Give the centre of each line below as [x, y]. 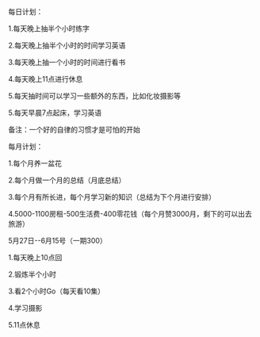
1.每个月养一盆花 [35, 163]
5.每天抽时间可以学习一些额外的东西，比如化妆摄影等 [94, 96]
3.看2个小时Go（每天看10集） [57, 291]
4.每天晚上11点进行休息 [46, 79]
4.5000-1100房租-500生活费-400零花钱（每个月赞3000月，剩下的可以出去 [130, 214]
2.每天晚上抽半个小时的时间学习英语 [67, 45]
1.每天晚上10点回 [35, 257]
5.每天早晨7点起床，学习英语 [55, 113]
